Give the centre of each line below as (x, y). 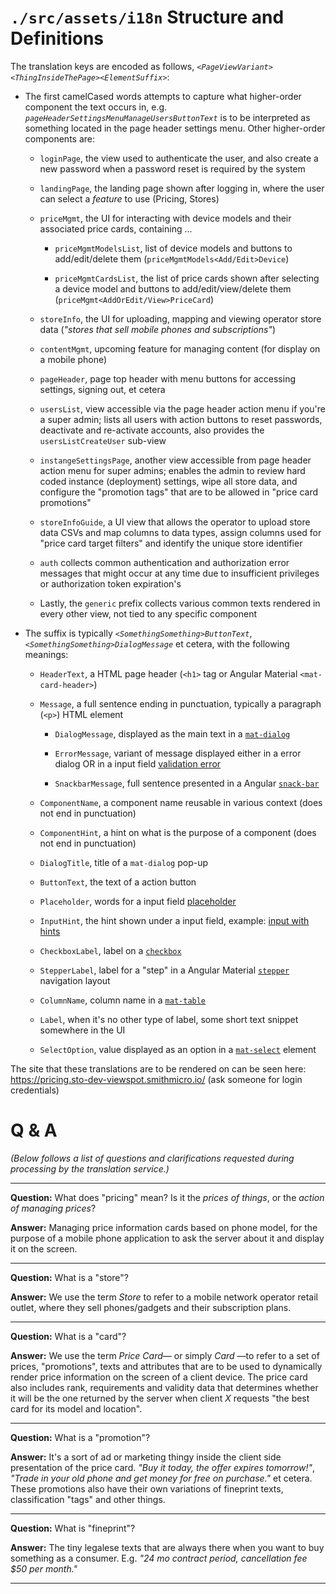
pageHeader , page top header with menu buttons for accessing (167, 378)
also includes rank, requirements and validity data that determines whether (164, 1387)
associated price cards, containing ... (116, 228)
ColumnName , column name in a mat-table (123, 1000)
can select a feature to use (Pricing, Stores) (129, 198)
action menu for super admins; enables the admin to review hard (172, 470)
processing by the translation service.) (90, 1168)
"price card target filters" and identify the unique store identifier (171, 543)
